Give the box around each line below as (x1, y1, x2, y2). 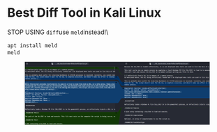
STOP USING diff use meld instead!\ (7, 28, 109, 36)
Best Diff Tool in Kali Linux (7, 5, 162, 21)
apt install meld (7, 42, 58, 49)
